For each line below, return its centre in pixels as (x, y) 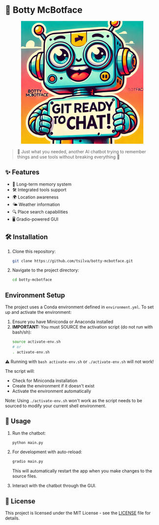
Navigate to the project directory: (45, 270)
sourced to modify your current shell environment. (56, 406)
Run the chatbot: (29, 433)
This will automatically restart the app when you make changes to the (82, 471)
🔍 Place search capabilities (40, 212)
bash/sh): (22, 332)
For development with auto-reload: (47, 452)
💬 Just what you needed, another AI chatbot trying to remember (81, 151)
